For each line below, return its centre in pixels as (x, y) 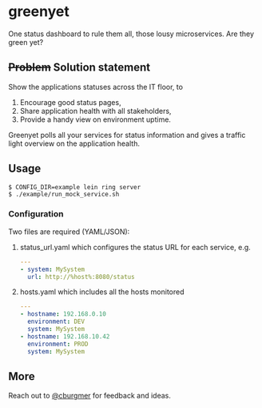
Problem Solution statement (79, 68)
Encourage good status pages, (70, 102)
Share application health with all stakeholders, (95, 111)
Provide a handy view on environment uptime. (95, 119)
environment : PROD (58, 344)
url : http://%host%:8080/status (81, 277)
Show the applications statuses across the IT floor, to (96, 87)
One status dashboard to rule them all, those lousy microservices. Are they (131, 34)
